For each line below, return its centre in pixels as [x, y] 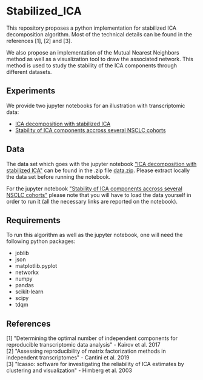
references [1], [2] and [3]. [39, 41]
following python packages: [41, 241]
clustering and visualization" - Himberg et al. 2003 [69, 370]
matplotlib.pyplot [36, 266]
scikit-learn [29, 292]
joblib [22, 253]
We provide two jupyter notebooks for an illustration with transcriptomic [96, 105]
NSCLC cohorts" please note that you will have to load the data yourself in [99, 195]
